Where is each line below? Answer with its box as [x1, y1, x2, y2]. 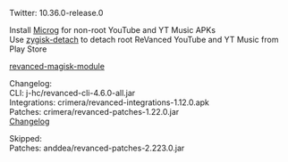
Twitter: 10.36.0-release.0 [9, 8, 104, 18]
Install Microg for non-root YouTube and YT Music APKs [9, 25, 216, 35]
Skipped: [9, 134, 42, 143]
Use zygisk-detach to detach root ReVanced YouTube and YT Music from [9, 35, 279, 45]
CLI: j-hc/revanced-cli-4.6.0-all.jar [9, 88, 136, 98]
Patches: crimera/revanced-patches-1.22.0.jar [9, 107, 180, 117]
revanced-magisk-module [9, 61, 106, 71]
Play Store [9, 44, 47, 54]
